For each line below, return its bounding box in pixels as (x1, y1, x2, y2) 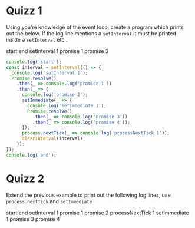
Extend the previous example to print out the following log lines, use (6, 191, 171, 199)
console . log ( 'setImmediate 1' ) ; (27, 103, 107, 108)
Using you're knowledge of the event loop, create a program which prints (6, 24, 184, 31)
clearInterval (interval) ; (21, 136, 85, 142)
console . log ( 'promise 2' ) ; (21, 92, 88, 98)
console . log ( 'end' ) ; (6, 152, 57, 158)
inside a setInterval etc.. (6, 36, 68, 43)
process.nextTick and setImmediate (6, 197, 92, 204)
